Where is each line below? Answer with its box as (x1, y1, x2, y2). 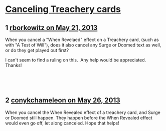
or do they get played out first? (5, 47, 69, 53)
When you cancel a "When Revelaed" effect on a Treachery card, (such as (5, 36, 159, 42)
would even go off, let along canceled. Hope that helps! (5, 120, 119, 126)
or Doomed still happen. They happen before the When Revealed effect (5, 114, 153, 120)
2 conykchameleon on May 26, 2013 (5, 96, 120, 104)
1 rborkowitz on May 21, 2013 (5, 23, 98, 32)
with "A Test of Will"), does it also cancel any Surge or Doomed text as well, (5, 42, 161, 48)
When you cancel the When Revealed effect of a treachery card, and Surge (5, 109, 160, 115)
